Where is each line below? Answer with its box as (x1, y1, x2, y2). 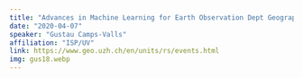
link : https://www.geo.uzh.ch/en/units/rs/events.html (9, 47, 220, 56)
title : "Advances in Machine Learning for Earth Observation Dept (9, 13, 264, 22)
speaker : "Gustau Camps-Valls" (9, 30, 127, 39)
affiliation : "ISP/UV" (9, 38, 95, 48)
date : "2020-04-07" (9, 22, 83, 30)
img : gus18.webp (9, 55, 70, 64)
